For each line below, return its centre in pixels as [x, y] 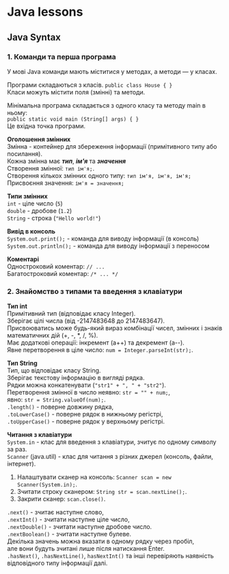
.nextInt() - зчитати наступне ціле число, [68, 520]
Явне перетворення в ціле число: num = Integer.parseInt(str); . [100, 350]
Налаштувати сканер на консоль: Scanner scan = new [94, 477]
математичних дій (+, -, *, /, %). [53, 336]
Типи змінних [27, 196]
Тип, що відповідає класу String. [54, 371]
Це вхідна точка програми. [46, 126]
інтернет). [22, 464]
